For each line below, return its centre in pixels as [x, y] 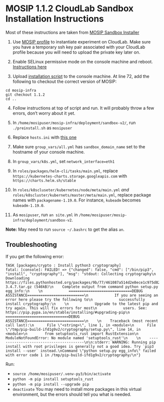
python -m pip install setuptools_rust [53, 379]
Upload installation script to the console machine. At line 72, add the [81, 76]
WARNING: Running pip [134, 342]
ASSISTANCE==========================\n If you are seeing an [82, 295]
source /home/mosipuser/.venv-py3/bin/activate [62, 374]
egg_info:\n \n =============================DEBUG [74, 291]
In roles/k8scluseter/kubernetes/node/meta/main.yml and [71, 190]
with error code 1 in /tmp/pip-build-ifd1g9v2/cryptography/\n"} [73, 355]
